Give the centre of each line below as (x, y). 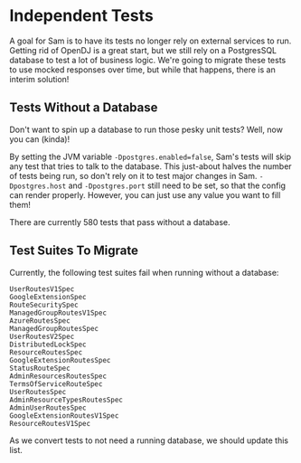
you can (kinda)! (40, 139)
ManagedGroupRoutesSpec (54, 328)
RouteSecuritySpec (44, 305)
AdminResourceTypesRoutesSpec (66, 400)
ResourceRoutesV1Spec (50, 423)
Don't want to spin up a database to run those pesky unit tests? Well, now (146, 129)
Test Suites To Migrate (74, 251)
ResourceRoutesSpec (46, 352)
